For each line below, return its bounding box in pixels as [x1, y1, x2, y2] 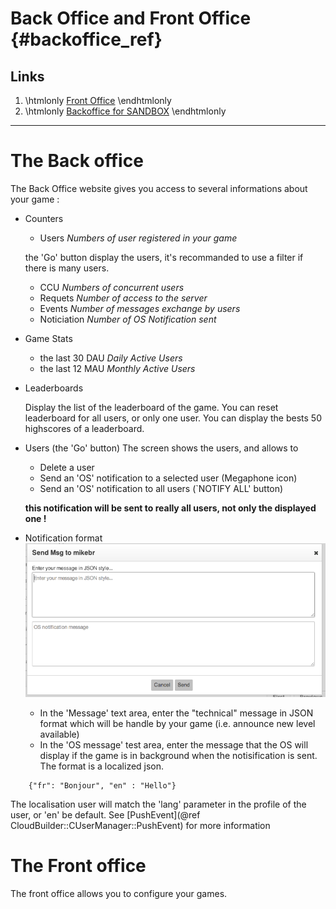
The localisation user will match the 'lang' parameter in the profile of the [10, 798, 307, 810]
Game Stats [24, 332, 73, 344]
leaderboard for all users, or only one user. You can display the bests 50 [24, 412, 323, 424]
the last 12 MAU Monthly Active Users [39, 362, 196, 374]
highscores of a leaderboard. [24, 422, 145, 434]
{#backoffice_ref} [10, 28, 163, 51]
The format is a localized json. [39, 760, 165, 772]
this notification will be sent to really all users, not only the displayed [24, 502, 317, 514]
